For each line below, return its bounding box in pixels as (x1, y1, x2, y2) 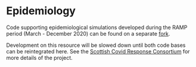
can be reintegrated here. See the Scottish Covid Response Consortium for (6, 47, 190, 55)
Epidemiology (6, 4, 76, 18)
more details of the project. (6, 54, 73, 61)
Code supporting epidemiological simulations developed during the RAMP (6, 24, 188, 31)
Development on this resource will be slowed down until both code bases (6, 42, 186, 49)
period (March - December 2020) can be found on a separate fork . (6, 30, 170, 37)
